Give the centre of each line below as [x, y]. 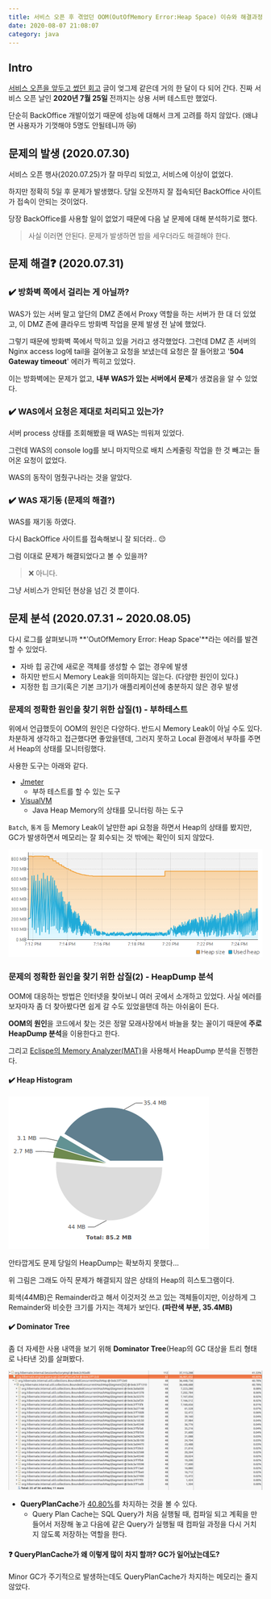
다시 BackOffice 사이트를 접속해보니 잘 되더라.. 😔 [88, 539]
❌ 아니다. [43, 574]
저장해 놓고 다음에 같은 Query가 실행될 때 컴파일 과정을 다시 [148, 1524]
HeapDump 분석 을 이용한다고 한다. [64, 1033]
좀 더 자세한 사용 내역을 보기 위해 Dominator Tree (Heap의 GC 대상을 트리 [125, 1349]
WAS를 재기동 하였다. [42, 522]
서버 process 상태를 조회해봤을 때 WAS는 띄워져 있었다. [96, 432]
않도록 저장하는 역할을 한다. [84, 1534]
